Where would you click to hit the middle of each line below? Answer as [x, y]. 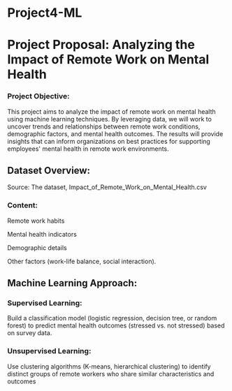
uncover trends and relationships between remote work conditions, [104, 126]
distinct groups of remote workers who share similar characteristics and [111, 374]
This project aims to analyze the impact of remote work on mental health [112, 111]
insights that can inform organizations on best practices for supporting [109, 141]
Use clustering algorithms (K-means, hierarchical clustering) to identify [109, 366]
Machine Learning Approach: [72, 283]
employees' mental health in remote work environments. [88, 149]
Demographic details [37, 248]
